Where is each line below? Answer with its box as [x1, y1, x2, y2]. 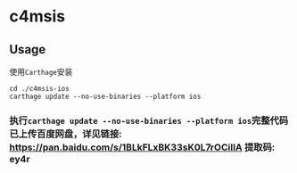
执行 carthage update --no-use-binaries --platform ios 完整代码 [9, 114, 289, 127]
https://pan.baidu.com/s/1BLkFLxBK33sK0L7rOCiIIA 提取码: [9, 141, 276, 153]
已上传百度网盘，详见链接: [9, 128, 122, 140]
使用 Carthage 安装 [9, 67, 73, 77]
